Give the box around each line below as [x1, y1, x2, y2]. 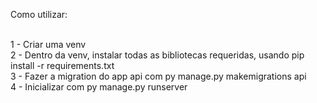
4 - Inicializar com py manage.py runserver [10, 81, 188, 93]
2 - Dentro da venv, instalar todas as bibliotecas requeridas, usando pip [10, 49, 305, 61]
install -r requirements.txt [10, 60, 115, 71]
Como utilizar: [10, 9, 68, 20]
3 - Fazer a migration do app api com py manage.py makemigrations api [10, 70, 307, 82]
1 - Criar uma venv [10, 39, 87, 50]
